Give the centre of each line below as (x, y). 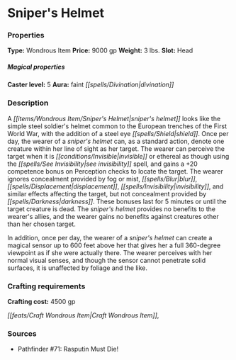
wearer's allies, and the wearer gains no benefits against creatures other (113, 216)
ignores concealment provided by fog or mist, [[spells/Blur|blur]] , (102, 179)
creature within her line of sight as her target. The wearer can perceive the (116, 148)
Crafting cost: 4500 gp (41, 302)
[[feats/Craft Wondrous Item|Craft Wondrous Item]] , (83, 315)
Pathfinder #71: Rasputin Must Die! (68, 349)
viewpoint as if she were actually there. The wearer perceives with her (110, 252)
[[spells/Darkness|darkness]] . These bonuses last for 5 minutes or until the (117, 201)
